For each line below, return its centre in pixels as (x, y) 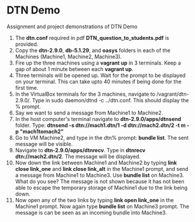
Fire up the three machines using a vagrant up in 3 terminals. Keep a (98, 63)
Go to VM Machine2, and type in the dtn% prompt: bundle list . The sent (102, 137)
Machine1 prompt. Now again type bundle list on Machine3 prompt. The (102, 206)
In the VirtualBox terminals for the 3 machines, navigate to (85, 94)
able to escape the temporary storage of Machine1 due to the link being (101, 187)
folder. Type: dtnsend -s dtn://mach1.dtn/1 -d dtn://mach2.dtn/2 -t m (100, 125)
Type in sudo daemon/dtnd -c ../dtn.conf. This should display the (110, 100)
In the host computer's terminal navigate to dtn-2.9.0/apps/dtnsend (98, 119)
